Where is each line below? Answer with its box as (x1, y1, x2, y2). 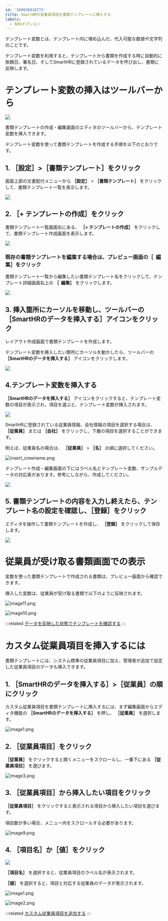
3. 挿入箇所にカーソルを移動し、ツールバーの (5, 305, 144, 314)
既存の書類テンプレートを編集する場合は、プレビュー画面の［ (5, 253, 153, 260)
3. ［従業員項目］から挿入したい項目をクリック (5, 788, 151, 797)
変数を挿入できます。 (5, 131, 49, 137)
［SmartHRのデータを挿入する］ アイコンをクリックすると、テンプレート (5, 395, 156, 401)
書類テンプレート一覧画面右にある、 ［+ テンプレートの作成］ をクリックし (5, 224, 160, 230)
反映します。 (5, 65, 31, 71)
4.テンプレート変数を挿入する (5, 381, 97, 389)
